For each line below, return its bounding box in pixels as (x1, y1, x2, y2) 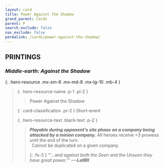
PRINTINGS (5, 53, 41, 62)
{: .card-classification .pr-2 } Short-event (17, 107, 101, 113)
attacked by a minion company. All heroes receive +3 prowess (29, 132, 159, 138)
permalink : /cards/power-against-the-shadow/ (5, 35, 100, 40)
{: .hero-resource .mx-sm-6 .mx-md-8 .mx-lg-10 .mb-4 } (5, 79, 121, 85)
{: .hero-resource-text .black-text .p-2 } (17, 117, 98, 123)
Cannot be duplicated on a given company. (32, 142, 120, 148)
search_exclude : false (5, 26, 52, 31)
